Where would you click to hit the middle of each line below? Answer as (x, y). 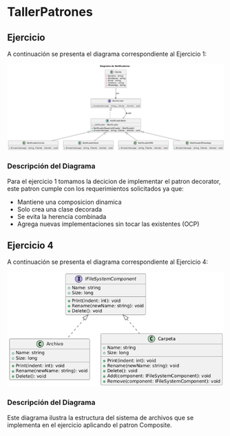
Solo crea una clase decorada (59, 209)
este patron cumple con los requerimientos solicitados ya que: (95, 188)
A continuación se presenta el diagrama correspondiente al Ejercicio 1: (107, 54)
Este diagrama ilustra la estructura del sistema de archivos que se (101, 417)
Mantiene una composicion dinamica (69, 202)
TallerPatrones (50, 12)
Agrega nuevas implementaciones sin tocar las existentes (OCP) (108, 224)
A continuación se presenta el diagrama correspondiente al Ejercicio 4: (108, 262)
